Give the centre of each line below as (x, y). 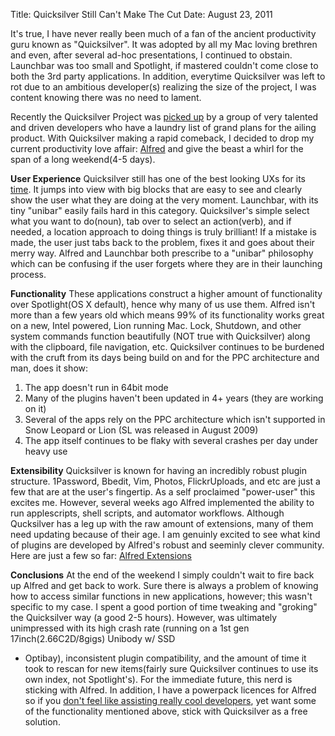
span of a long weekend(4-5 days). (83, 159)
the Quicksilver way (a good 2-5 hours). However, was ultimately (144, 617)
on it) (35, 408)
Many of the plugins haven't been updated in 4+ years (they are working (174, 398)
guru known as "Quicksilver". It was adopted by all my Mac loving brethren (164, 44)
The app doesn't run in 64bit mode (96, 387)
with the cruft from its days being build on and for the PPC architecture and (165, 357)
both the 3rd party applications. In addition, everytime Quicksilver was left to (168, 76)
